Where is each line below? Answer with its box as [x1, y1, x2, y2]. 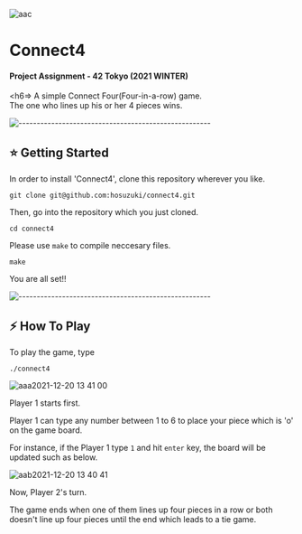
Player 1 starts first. [9, 398, 81, 408]
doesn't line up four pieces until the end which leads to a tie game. [9, 514, 257, 525]
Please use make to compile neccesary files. [9, 240, 171, 251]
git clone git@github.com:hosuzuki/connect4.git [9, 191, 196, 201]
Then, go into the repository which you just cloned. [9, 207, 199, 218]
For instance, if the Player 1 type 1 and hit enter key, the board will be [9, 443, 266, 454]
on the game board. [9, 425, 83, 436]
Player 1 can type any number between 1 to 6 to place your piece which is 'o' [9, 416, 294, 426]
